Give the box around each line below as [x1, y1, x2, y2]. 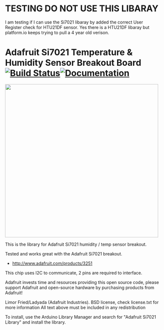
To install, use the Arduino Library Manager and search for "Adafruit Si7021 [5, 314, 156, 320]
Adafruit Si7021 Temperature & [5, 47, 133, 58]
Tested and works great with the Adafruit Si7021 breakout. [5, 251, 122, 256]
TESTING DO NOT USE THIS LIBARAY [5, 3, 159, 14]
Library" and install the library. [5, 319, 66, 325]
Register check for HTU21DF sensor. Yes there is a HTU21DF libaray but [5, 24, 150, 30]
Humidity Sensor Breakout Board [5, 57, 141, 69]
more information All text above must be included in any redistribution [5, 305, 146, 310]
